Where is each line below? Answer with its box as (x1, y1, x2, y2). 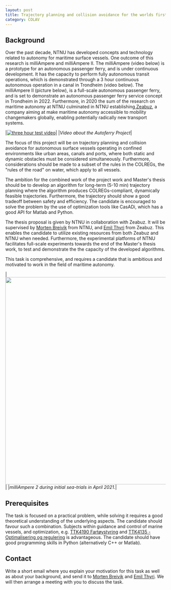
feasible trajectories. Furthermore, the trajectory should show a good (5, 193, 150, 199)
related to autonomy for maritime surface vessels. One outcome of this (5, 55, 154, 61)
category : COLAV (5, 17, 40, 22)
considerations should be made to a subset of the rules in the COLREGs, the (5, 161, 165, 167)
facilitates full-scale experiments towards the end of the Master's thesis (5, 241, 156, 247)
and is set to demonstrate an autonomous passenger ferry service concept (5, 93, 163, 99)
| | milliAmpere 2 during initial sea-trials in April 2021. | (5, 484, 117, 490)
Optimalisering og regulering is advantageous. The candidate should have (5, 534, 160, 540)
